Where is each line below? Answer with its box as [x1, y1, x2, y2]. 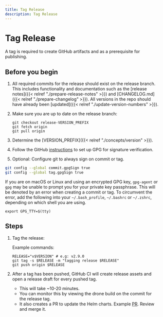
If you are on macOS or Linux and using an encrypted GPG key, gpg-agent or [5, 179, 158, 185]
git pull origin [12, 129, 45, 134]
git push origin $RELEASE [12, 262, 65, 267]
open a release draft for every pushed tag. [12, 276, 97, 282]
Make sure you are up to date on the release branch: [12, 111, 118, 117]
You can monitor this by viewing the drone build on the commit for [19, 290, 152, 297]
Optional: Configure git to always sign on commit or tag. [12, 156, 124, 162]
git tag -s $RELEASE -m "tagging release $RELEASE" [12, 258, 119, 263]
